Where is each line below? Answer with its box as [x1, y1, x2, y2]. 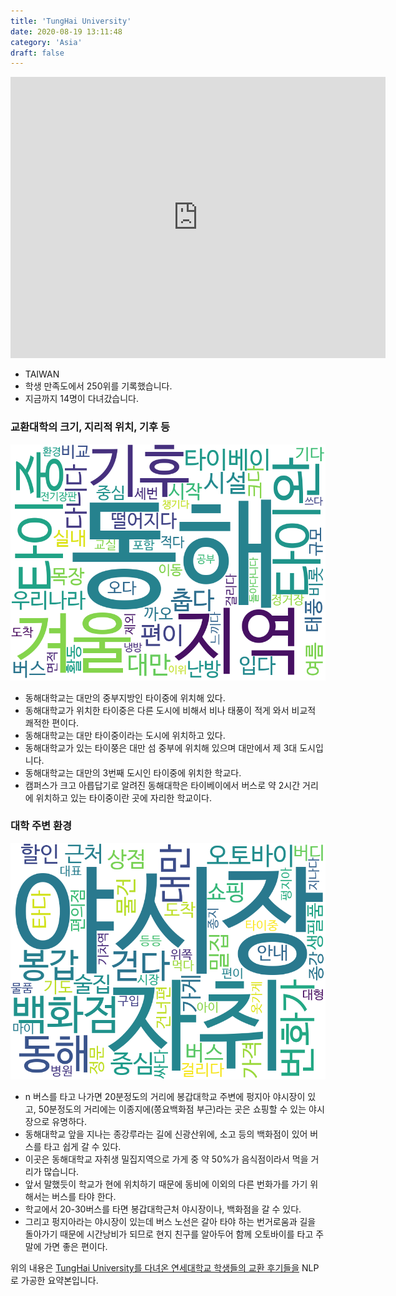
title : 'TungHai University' [10, 16, 132, 26]
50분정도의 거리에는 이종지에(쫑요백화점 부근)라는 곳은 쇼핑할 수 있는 [38, 1103, 307, 1115]
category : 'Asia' [10, 37, 83, 47]
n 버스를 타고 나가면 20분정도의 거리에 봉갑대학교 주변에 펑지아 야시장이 [24, 1090, 306, 1102]
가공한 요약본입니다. [20, 1274, 99, 1286]
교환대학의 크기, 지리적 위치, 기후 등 [10, 420, 171, 434]
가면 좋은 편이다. [43, 1240, 108, 1252]
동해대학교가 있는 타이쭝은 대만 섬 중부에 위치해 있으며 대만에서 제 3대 [24, 741, 298, 754]
